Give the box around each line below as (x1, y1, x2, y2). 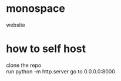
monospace (6, 2, 66, 15)
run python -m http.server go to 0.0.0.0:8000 (6, 67, 116, 75)
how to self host (6, 42, 86, 56)
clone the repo (6, 61, 42, 69)
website (6, 21, 25, 28)
